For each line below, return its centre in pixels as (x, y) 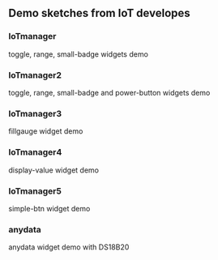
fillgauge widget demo (46, 131)
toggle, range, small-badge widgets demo (78, 54)
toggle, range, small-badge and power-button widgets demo (109, 92)
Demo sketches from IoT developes (99, 13)
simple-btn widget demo (49, 208)
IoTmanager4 (35, 152)
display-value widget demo (54, 170)
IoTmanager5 (35, 191)
